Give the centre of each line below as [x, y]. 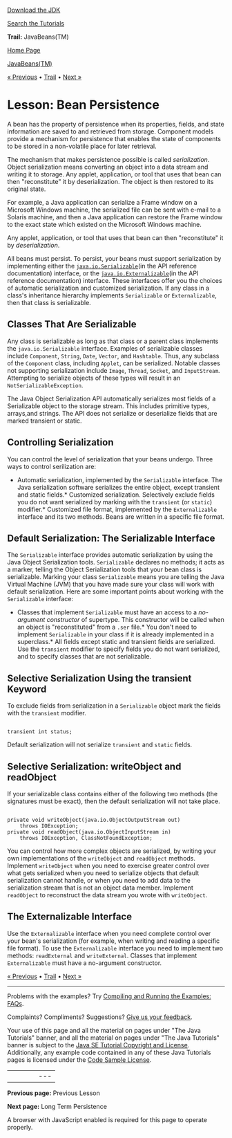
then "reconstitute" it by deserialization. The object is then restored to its [110, 181]
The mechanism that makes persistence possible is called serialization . [108, 159]
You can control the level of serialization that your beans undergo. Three [110, 459]
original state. [27, 189]
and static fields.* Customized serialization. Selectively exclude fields [116, 495]
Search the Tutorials [36, 23]
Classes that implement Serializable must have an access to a [107, 612]
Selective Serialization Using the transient [99, 678]
